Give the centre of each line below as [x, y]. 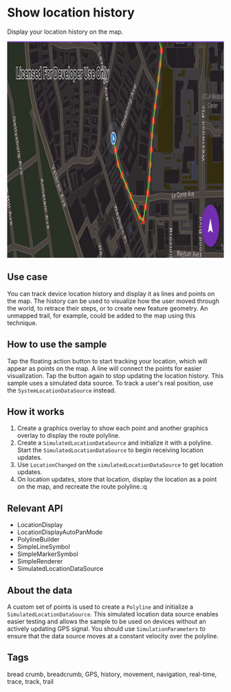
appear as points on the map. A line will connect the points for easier [104, 368]
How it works [36, 411]
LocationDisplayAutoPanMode [60, 532]
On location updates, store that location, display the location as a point [117, 480]
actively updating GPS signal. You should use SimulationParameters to [107, 629]
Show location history [71, 13]
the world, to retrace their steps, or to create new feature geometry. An [108, 308]
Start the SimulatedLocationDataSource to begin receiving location [110, 450]
